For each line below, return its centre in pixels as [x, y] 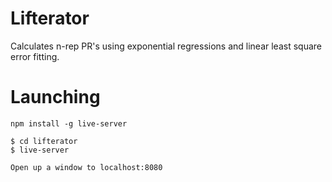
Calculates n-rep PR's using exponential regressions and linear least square [166, 46]
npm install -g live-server [69, 123]
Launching [55, 97]
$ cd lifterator [44, 141]
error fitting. [35, 56]
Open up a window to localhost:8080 [86, 167]
